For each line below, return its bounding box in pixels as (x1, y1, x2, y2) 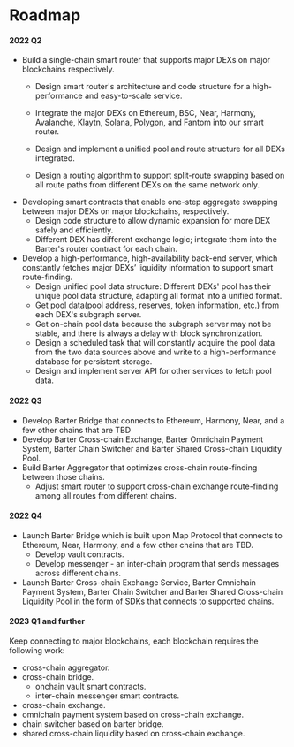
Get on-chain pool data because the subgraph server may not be (34, 319, 272, 330)
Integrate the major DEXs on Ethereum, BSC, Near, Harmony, (34, 108, 256, 118)
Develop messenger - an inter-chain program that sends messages (34, 558, 280, 568)
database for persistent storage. (34, 356, 153, 367)
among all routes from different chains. (34, 490, 177, 500)
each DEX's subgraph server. (34, 309, 142, 320)
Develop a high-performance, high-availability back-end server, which (21, 253, 278, 263)
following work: (9, 645, 65, 655)
